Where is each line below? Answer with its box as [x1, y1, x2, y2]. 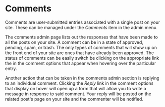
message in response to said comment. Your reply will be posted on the [5, 91, 152, 97]
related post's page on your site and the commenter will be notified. [5, 96, 144, 102]
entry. [5, 65, 17, 71]
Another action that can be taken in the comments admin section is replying [5, 75, 160, 81]
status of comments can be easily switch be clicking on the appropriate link [5, 55, 160, 61]
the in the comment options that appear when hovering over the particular [5, 60, 156, 66]
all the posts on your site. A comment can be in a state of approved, [5, 39, 144, 45]
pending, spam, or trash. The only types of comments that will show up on [5, 44, 157, 50]
